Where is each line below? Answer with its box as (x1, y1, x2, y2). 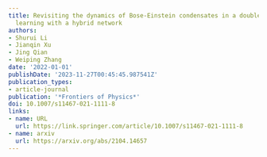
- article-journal (8, 85, 69, 94)
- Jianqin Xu (8, 41, 52, 49)
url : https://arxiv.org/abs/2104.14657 (15, 136, 148, 145)
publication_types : (8, 78, 73, 86)
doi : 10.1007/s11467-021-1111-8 (8, 100, 115, 108)
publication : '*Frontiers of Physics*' (8, 93, 141, 101)
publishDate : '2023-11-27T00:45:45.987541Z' (8, 71, 158, 78)
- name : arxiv (8, 129, 56, 137)
